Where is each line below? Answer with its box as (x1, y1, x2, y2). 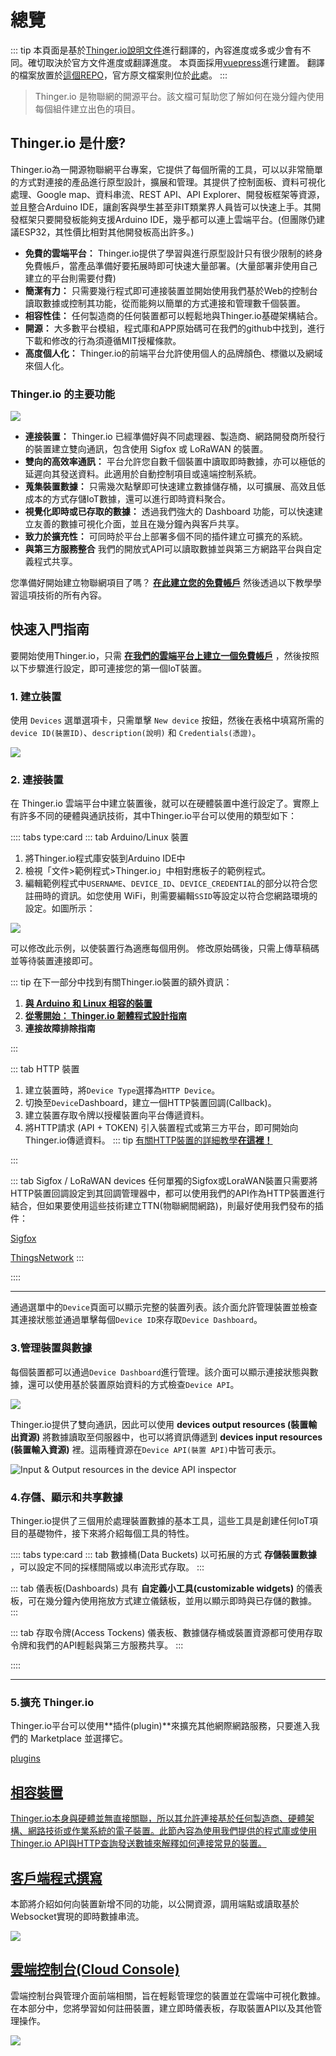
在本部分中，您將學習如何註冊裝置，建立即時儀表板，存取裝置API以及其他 (10, 2002, 314, 2014)
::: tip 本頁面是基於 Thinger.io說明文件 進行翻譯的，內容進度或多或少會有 (10, 44, 303, 56)
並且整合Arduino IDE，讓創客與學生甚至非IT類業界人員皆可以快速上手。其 (10, 201, 313, 213)
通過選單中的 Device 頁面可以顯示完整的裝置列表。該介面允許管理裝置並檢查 (10, 1301, 318, 1313)
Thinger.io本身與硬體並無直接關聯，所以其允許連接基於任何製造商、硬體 (10, 1812, 306, 1825)
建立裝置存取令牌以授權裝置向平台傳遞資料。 (24, 1109, 210, 1121)
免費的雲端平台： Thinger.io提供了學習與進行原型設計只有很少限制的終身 (24, 247, 323, 259)
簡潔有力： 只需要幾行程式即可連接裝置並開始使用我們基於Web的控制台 (24, 284, 318, 296)
